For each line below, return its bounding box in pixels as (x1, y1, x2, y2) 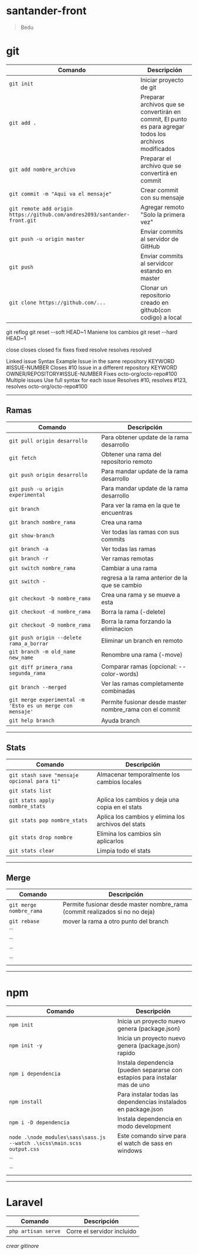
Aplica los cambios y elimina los (97, 812, 185, 821)
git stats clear (9, 847, 55, 854)
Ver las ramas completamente (101, 679, 184, 688)
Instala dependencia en (117, 1115, 182, 1123)
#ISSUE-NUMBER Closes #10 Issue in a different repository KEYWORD (6, 364, 178, 371)
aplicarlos (97, 837, 124, 845)
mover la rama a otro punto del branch (62, 917, 169, 925)
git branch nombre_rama (9, 519, 76, 525)
